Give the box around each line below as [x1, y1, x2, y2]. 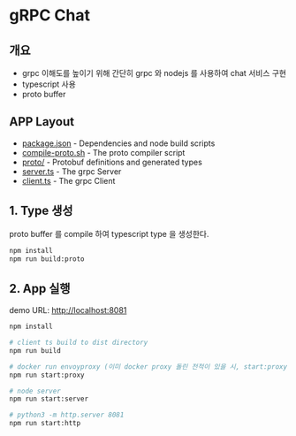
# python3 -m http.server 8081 [9, 410, 125, 420]
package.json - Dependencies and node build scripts [21, 138, 216, 149]
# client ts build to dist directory [9, 338, 148, 348]
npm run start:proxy [9, 371, 86, 379]
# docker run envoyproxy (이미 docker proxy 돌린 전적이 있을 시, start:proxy [9, 362, 288, 371]
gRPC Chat [9, 5, 91, 26]
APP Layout [9, 114, 75, 129]
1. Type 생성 [9, 203, 73, 218]
